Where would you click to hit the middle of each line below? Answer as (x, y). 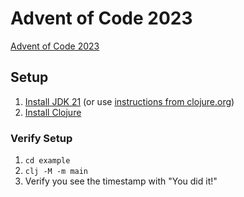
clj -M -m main (56, 172)
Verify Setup (41, 138)
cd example (47, 161)
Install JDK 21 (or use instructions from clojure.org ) (129, 101)
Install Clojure (53, 112)
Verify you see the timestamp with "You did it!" (121, 181)
